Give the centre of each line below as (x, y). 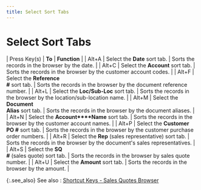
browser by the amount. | (38, 168)
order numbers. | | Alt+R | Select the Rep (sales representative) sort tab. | (98, 136)
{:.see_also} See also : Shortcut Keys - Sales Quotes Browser (83, 180)
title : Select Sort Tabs (38, 12)
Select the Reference (33, 78)
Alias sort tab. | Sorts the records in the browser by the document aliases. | (101, 110)
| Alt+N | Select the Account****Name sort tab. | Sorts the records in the (100, 117)
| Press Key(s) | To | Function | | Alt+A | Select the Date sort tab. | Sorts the (101, 59)
